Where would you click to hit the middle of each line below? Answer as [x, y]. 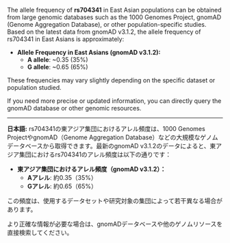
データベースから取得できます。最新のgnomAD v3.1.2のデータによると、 [108, 146]
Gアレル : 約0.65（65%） [62, 186]
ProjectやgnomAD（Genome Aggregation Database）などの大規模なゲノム [113, 137]
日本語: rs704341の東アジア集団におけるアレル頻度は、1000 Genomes [106, 129]
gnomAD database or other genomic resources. [74, 108]
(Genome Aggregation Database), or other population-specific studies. [107, 24]
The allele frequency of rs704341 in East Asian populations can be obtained [114, 10]
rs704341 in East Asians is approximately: [66, 39]
